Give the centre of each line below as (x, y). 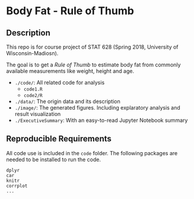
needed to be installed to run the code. (53, 159)
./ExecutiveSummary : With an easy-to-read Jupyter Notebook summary (101, 120)
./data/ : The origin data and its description (67, 101)
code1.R (33, 89)
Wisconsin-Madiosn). (32, 53)
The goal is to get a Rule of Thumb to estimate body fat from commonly (93, 65)
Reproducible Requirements (59, 139)
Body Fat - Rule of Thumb (70, 11)
